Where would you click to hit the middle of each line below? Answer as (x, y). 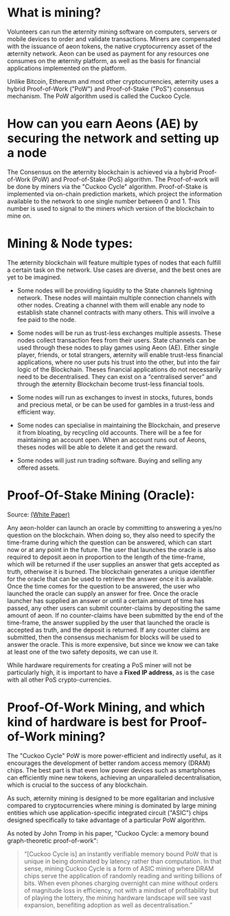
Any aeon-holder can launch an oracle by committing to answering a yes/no (114, 527)
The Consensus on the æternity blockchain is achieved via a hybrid (102, 172)
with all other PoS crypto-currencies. (59, 679)
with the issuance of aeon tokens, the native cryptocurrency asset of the (110, 46)
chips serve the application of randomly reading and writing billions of (123, 875)
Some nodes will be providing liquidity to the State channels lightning (115, 290)
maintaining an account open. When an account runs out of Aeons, (112, 439)
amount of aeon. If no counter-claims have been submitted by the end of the (115, 615)
